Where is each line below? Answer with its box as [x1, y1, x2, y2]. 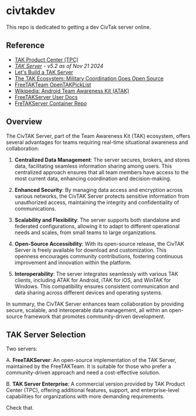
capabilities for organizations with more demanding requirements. [6, 393, 165, 400]
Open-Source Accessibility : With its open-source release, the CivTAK [14, 240, 184, 247]
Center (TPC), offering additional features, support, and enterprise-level [6, 387, 180, 394]
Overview [6, 117, 43, 127]
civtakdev [6, 4, 56, 18]
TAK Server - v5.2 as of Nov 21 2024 [14, 62, 104, 69]
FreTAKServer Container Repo [14, 100, 87, 107]
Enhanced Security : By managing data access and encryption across [14, 186, 183, 193]
